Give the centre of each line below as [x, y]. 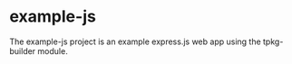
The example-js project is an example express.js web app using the [135, 41]
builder [23, 50]
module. [53, 50]
